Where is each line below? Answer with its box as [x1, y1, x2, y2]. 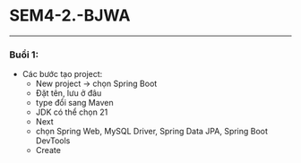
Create [35, 145, 61, 156]
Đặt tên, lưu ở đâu [35, 88, 102, 99]
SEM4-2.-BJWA [9, 5, 131, 26]
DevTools [35, 135, 71, 146]
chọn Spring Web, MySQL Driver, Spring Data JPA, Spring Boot [35, 126, 269, 137]
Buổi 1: [9, 48, 39, 61]
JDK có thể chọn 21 [35, 107, 108, 117]
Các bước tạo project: [21, 69, 103, 80]
